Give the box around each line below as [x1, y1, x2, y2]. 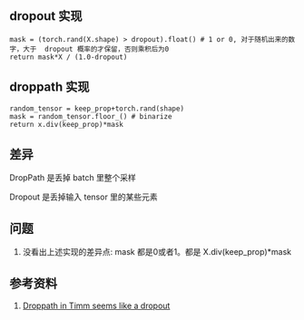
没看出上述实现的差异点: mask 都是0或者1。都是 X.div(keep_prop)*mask [22, 247, 292, 257]
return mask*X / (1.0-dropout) [9, 53, 128, 62]
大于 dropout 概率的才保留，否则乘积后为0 [22, 44, 170, 53]
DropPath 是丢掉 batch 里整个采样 [9, 172, 136, 183]
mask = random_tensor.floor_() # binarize [9, 112, 172, 121]
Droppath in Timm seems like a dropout [22, 300, 171, 311]
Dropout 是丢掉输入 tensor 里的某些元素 [9, 191, 159, 202]
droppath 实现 [9, 80, 90, 95]
